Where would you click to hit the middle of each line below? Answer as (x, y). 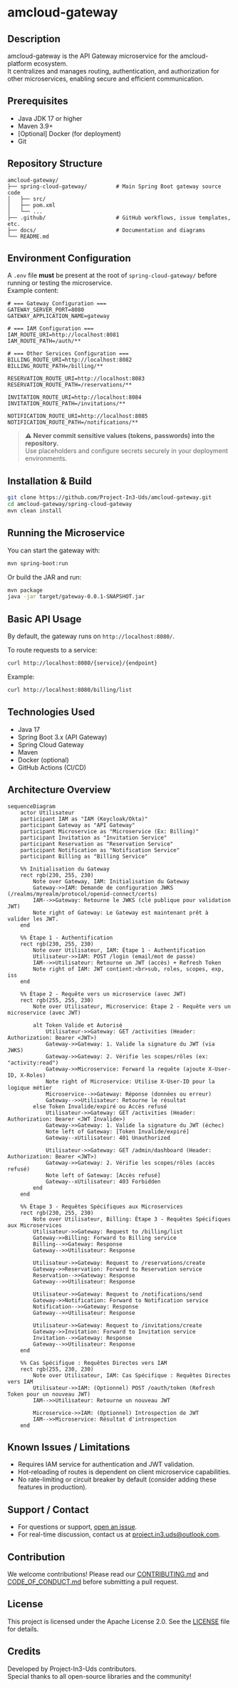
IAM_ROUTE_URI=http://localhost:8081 (63, 335)
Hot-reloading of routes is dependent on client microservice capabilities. (124, 1472)
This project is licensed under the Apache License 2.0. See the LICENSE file (119, 1621)
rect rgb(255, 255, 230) (57, 1000)
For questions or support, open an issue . (77, 1527)
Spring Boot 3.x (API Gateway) (62, 737)
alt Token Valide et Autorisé (78, 1025)
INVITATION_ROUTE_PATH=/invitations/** (67, 404)
